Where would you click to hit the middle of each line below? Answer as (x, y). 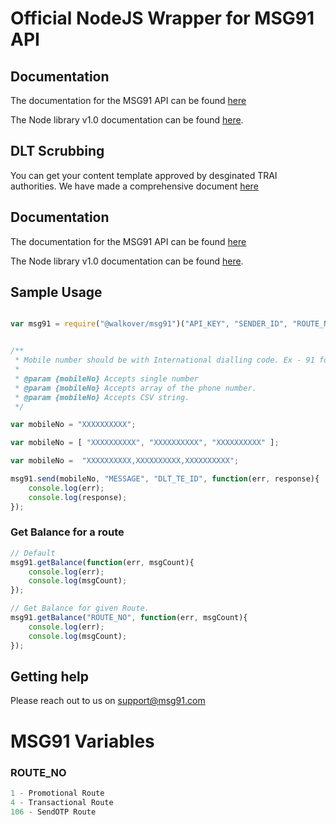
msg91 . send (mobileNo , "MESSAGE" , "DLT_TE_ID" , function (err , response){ (165, 479)
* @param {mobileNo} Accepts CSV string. (102, 397)
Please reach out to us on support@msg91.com (108, 701)
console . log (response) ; (78, 497)
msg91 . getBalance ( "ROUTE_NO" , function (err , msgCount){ (129, 618)
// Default (33, 553)
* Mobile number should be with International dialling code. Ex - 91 (164, 360)
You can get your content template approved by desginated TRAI (144, 175)
